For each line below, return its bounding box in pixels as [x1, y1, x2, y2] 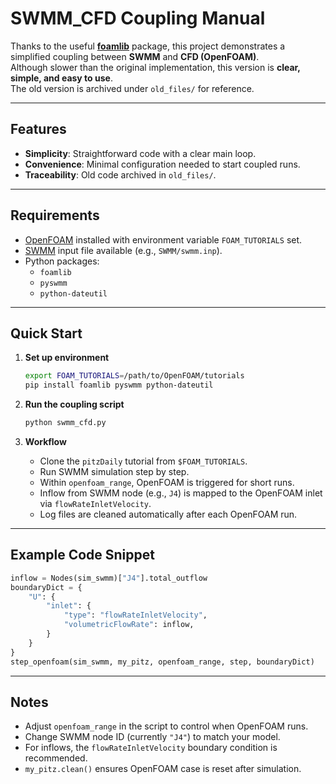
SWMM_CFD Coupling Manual [10, 7, 266, 30]
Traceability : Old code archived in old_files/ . [24, 168, 217, 181]
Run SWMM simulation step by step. [39, 466, 190, 477]
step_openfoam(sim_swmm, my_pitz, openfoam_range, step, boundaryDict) [10, 657, 315, 667]
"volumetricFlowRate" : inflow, [63, 620, 195, 630]
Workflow [24, 436, 67, 447]
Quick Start [10, 325, 83, 342]
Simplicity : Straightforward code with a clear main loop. [24, 147, 257, 159]
